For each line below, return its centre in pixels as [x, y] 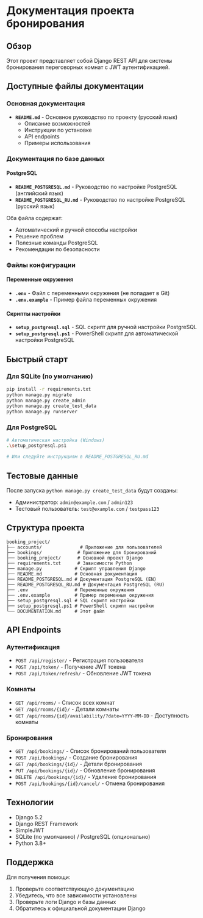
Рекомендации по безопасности [58, 249]
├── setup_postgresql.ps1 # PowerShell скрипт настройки [80, 606]
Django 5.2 [29, 817]
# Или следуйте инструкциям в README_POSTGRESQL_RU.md [77, 457]
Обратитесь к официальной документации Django [80, 908]
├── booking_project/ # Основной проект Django [75, 558]
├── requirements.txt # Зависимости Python [69, 563]
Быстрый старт [37, 359]
